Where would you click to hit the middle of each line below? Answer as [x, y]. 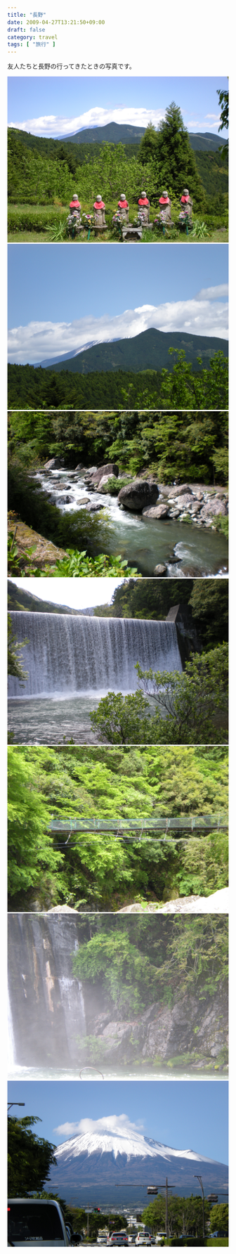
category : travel [33, 37]
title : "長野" [27, 15]
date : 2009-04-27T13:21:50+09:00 [56, 22]
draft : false [26, 30]
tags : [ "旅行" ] [32, 45]
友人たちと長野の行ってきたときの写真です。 [71, 66]
